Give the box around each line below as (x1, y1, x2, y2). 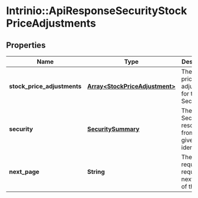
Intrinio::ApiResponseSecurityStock (6, 4, 187, 18)
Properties (6, 40, 46, 50)
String (87, 168, 105, 176)
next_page (9, 168, 39, 176)
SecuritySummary (87, 125, 140, 133)
